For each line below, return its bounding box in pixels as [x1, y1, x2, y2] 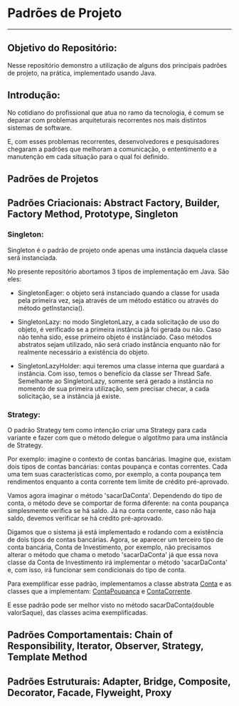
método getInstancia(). [17, 303, 85, 312]
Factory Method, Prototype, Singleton [7, 208, 179, 220]
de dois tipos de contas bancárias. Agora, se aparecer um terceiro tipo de [7, 535, 224, 544]
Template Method [7, 651, 87, 663]
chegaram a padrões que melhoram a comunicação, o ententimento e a [7, 145, 217, 153]
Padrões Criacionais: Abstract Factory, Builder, [7, 197, 221, 209]
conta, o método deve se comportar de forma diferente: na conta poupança [7, 499, 229, 507]
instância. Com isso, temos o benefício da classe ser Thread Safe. [17, 369, 212, 378]
